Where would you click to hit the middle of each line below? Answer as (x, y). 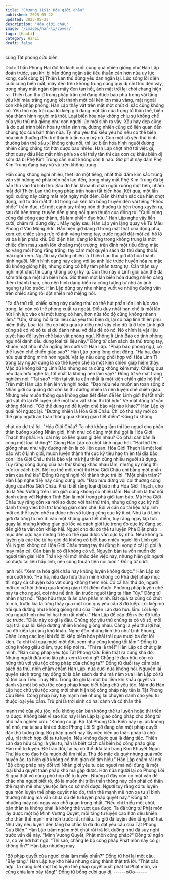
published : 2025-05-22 (29, 15)
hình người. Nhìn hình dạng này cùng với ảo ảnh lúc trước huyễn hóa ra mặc (84, 261)
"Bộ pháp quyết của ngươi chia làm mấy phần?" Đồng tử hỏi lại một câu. (80, 856)
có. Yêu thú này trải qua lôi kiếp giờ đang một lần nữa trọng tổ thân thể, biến (84, 110)
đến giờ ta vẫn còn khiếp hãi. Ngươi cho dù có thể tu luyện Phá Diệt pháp (81, 529)
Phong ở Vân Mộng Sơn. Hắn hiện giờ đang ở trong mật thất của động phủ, (83, 228)
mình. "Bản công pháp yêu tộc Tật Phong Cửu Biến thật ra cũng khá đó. (80, 652)
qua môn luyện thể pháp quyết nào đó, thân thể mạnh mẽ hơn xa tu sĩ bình (83, 792)
